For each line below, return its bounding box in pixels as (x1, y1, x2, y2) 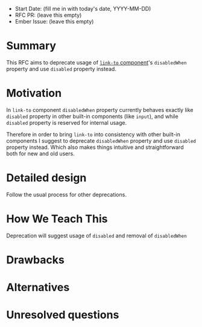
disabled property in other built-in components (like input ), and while (6, 113, 179, 120)
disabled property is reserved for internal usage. (6, 119, 127, 126)
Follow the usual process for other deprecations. (6, 191, 127, 198)
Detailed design (6, 171, 87, 185)
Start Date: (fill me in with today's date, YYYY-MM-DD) (14, 5, 151, 12)
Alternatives (6, 281, 70, 294)
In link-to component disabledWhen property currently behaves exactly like (6, 106, 194, 113)
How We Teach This (6, 212, 108, 225)
